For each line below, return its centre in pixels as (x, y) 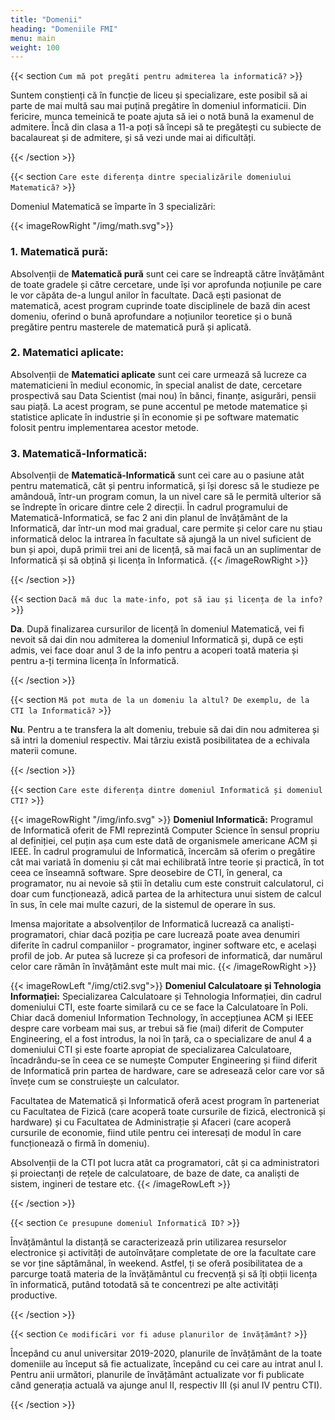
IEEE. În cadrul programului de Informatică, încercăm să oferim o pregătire (163, 852)
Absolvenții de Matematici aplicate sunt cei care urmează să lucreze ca (158, 374)
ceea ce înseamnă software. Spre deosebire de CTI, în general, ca (146, 873)
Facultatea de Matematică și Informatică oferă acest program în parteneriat (165, 1101)
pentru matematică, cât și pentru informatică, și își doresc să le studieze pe (165, 486)
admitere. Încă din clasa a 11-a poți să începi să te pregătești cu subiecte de (166, 127)
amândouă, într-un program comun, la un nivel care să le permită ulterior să (166, 497)
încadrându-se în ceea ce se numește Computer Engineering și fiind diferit (164, 1060)
